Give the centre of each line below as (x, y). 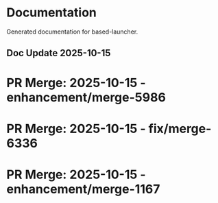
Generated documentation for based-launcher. (72, 32)
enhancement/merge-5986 (86, 97)
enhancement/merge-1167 (83, 189)
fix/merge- (180, 129)
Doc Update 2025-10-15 (59, 53)
